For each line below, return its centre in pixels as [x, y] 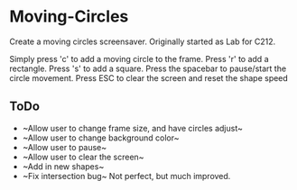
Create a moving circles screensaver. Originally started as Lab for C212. [143, 41]
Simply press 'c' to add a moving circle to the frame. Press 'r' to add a [139, 59]
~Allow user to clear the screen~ [83, 157]
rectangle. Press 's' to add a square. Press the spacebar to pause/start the [148, 68]
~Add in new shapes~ [63, 166]
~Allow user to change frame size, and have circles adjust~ [133, 128]
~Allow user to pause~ [65, 147]
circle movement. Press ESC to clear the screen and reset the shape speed [149, 77]
